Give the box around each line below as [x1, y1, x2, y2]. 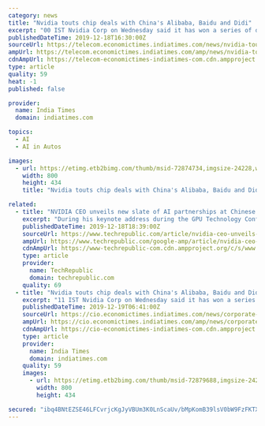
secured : [8, 405, 37, 413]
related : [8, 200, 37, 209]
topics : [8, 128, 34, 136]
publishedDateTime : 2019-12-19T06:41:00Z [22, 303, 160, 312]
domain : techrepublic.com [28, 274, 114, 282]
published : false [8, 84, 65, 93]
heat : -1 [8, 77, 37, 85]
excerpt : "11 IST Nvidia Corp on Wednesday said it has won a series [22, 296, 256, 304]
